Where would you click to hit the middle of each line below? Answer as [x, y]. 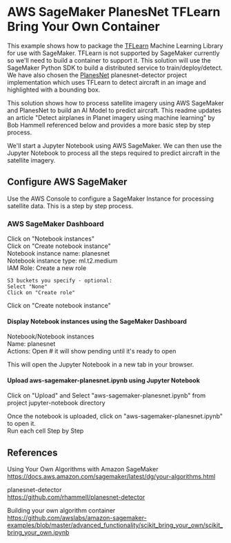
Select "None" [28, 287]
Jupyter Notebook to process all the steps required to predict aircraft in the [114, 153]
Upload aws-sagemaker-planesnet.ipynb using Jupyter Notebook [103, 380]
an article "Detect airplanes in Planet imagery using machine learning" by [111, 117]
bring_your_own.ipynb [38, 533]
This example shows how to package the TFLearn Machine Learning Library [115, 45]
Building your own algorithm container [61, 511]
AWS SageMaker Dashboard [56, 223]
